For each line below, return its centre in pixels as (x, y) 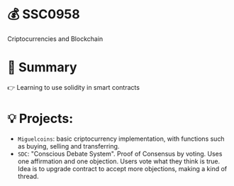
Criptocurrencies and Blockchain (55, 39)
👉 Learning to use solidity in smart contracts (74, 87)
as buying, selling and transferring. (68, 146)
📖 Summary (42, 68)
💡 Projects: (40, 119)
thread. (28, 176)
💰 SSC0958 (44, 14)
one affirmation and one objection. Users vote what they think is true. (119, 161)
